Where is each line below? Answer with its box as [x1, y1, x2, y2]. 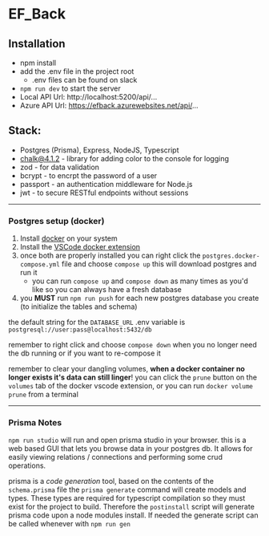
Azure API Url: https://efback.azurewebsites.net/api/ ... [19, 101, 199, 110]
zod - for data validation [19, 162, 100, 172]
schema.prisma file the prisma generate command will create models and [8, 485, 247, 494]
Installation [8, 37, 66, 51]
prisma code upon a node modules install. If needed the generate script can [8, 510, 259, 520]
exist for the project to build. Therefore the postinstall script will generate [8, 502, 255, 512]
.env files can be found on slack [31, 75, 138, 84]
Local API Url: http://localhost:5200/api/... [19, 92, 158, 101]
